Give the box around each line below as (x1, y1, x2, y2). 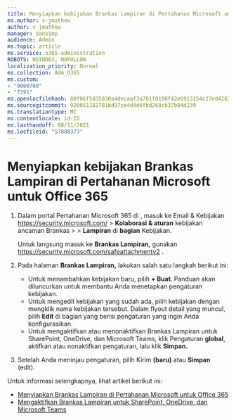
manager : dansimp (7, 30, 58, 37)
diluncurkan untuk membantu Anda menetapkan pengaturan (27, 282, 203, 291)
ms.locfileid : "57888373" (7, 128, 83, 135)
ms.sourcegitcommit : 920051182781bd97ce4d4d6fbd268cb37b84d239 (7, 102, 197, 109)
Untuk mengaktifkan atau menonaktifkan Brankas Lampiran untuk (27, 327, 218, 336)
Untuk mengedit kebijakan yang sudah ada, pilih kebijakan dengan (27, 297, 220, 306)
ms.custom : (7, 75, 39, 83)
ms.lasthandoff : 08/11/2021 (7, 121, 90, 129)
